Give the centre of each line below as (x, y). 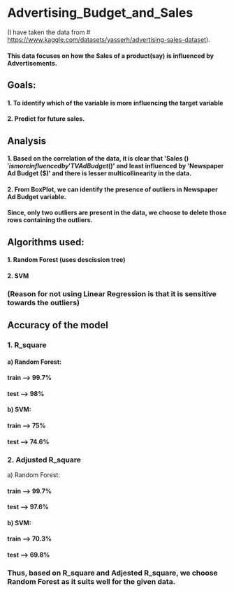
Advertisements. (32, 63)
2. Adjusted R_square (44, 460)
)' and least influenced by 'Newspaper (167, 166)
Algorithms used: (46, 242)
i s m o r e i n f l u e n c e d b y (39, 166)
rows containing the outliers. (50, 220)
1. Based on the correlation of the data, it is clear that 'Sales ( (97, 159)
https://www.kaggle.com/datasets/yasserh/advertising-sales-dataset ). (109, 39)
